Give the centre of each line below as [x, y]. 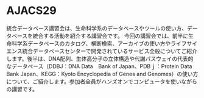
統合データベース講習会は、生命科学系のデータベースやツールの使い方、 [97, 28]
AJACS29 [31, 11]
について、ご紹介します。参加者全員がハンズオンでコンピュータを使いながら [102, 81]
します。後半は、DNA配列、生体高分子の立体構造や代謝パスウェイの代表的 [100, 58]
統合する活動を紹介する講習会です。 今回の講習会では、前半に [111, 36]
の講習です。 [22, 89]
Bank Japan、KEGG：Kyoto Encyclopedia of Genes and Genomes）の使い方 [102, 74]
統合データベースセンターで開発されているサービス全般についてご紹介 [110, 51]
